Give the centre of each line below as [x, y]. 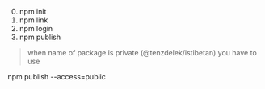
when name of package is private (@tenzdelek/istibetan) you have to [142, 53]
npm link [34, 20]
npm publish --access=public [57, 77]
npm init [33, 12]
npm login [36, 28]
